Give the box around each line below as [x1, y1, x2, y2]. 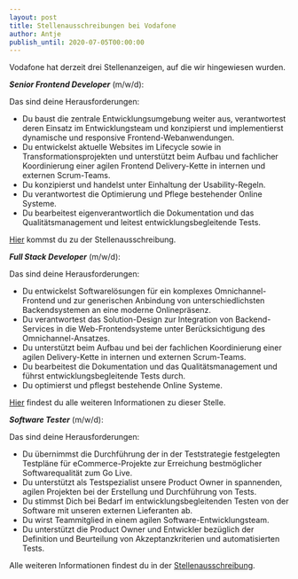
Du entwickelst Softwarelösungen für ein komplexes [21, 286, 213, 297]
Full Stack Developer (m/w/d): [9, 252, 122, 262]
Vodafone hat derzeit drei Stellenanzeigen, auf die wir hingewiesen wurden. [9, 62, 286, 73]
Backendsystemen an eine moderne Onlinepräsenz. [21, 305, 211, 316]
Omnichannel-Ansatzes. [21, 333, 111, 344]
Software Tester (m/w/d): [9, 414, 104, 426]
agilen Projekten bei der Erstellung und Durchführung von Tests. [21, 487, 257, 497]
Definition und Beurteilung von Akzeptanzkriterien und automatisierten [21, 534, 280, 544]
